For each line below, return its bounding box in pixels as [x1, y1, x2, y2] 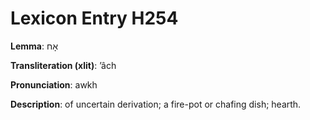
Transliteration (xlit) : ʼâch [10, 59, 117, 71]
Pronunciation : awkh [10, 78, 98, 91]
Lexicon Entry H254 [10, 7, 179, 30]
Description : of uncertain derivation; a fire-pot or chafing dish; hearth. [10, 98, 302, 110]
